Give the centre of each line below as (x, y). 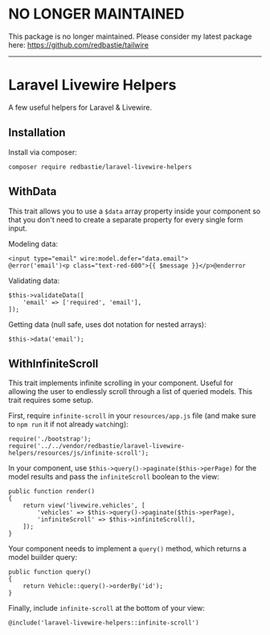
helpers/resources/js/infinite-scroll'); (79, 453)
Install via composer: (43, 152)
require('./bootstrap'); (50, 439)
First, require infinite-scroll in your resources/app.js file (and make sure (132, 416)
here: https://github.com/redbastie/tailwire (78, 44)
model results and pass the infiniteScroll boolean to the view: (114, 477)
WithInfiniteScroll (53, 363)
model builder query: (43, 558)
